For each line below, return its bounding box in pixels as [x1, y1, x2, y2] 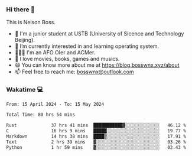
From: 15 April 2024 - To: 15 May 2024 [6, 101, 105, 107]
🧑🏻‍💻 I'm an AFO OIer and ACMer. [14, 49, 96, 56]
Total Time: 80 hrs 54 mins [6, 112, 76, 118]
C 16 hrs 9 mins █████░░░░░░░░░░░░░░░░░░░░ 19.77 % [6, 128, 186, 134]
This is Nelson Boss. [6, 19, 56, 26]
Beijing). [14, 37, 35, 44]
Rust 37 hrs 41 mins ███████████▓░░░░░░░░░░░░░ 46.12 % [6, 122, 186, 129]
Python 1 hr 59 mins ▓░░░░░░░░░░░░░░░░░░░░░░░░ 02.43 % [6, 144, 186, 150]
